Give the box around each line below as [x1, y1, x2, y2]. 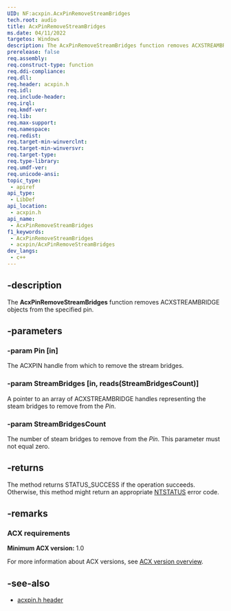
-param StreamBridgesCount [7, 419, 107, 429]
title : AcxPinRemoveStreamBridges [7, 23, 107, 30]
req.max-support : [7, 119, 57, 126]
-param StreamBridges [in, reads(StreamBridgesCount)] [7, 379, 199, 389]
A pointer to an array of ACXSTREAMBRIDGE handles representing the [7, 394, 206, 403]
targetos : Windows [7, 36, 60, 43]
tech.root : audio [7, 17, 57, 23]
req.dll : [7, 74, 32, 81]
